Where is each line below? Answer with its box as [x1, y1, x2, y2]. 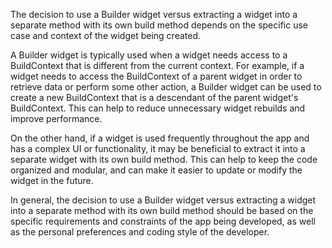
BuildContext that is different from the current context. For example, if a [10, 60, 305, 71]
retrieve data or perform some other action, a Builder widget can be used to [10, 81, 322, 93]
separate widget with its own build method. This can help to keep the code [10, 154, 318, 165]
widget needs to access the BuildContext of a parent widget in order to [10, 70, 303, 82]
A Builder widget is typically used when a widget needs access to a [10, 49, 288, 61]
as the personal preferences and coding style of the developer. [10, 226, 270, 238]
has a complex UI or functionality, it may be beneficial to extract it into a [10, 143, 306, 154]
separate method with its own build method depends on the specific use [10, 19, 308, 31]
